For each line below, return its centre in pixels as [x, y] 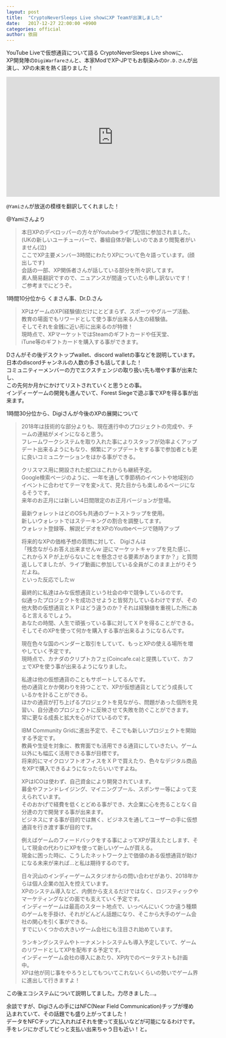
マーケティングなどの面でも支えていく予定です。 [82, 899]
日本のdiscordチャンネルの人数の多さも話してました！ [74, 363]
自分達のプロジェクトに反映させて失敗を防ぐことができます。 [115, 710]
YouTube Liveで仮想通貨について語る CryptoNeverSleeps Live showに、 [97, 53]
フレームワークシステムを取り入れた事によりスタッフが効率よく [101, 442]
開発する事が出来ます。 [77, 812]
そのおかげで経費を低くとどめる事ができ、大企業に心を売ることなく [106, 805]
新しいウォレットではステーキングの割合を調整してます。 [93, 521]
